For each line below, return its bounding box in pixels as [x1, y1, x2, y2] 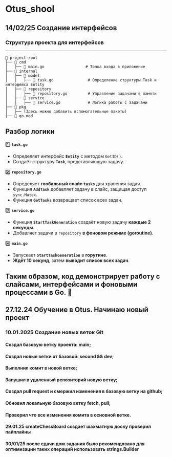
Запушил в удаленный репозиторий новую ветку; [5, 377, 118, 383]
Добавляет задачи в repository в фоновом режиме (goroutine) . [12, 230, 154, 236]
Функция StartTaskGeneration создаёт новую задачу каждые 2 [12, 219, 151, 225]
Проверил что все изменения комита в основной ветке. [5, 411, 132, 418]
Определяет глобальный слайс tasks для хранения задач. [12, 180, 142, 187]
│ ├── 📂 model [5, 73, 40, 78]
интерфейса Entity [5, 82, 45, 87]
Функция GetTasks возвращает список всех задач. [12, 197, 123, 203]
